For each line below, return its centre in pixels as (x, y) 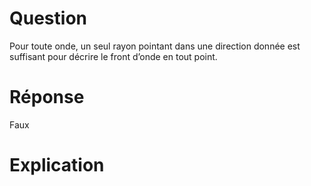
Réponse (47, 97)
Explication (57, 165)
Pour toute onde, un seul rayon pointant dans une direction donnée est (155, 46)
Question (48, 18)
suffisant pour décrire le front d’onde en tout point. (113, 56)
